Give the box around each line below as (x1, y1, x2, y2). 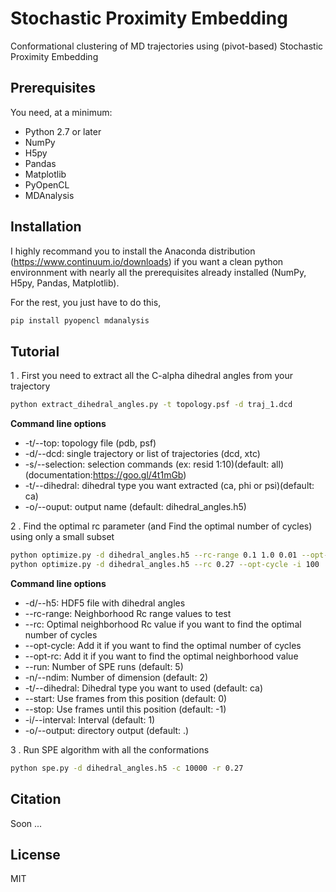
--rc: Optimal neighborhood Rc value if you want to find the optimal (24, 618, 302, 630)
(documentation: (24, 469, 93, 481)
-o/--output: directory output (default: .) (24, 724, 190, 736)
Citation (10, 791, 62, 808)
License (10, 846, 61, 863)
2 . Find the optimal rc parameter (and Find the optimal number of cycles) (10, 520, 313, 532)
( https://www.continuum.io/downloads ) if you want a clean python (10, 255, 284, 267)
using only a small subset (10, 531, 115, 543)
